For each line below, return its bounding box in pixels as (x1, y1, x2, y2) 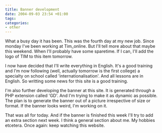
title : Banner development (5, 7, 60, 12)
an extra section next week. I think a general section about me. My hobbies (5, 118, 155, 123)
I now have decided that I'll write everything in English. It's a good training (5, 63, 153, 69)
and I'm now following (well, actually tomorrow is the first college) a (5, 68, 140, 74)
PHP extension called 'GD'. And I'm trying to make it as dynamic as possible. (5, 93, 158, 99)
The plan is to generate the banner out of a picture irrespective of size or (5, 98, 151, 104)
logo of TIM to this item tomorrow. (5, 53, 73, 59)
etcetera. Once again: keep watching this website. (5, 122, 105, 128)
